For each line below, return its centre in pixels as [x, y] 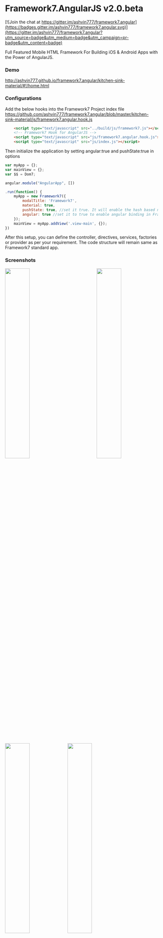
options [13, 156]
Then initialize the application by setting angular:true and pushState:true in [80, 151]
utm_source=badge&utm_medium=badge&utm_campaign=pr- [67, 38]
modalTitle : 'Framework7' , [50, 201]
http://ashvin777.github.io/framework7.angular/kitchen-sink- [65, 80]
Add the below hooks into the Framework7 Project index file [65, 109]
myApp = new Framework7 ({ [40, 196]
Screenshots [20, 260]
